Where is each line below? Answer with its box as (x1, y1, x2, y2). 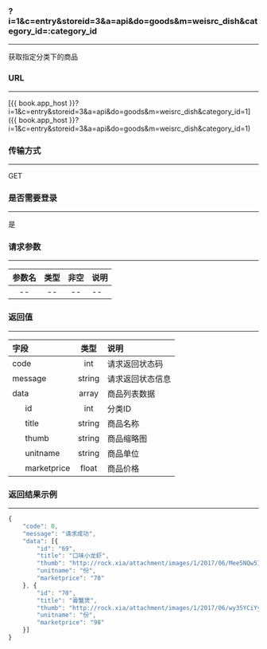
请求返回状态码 (106, 358, 164, 369)
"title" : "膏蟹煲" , (37, 596, 98, 604)
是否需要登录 (8, 192, 58, 203)
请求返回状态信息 (106, 373, 172, 384)
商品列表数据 (106, 388, 156, 399)
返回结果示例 (8, 489, 58, 500)
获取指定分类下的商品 (8, 52, 78, 61)
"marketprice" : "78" (37, 574, 105, 583)
